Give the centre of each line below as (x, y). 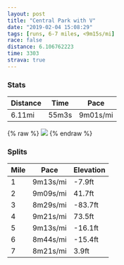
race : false (25, 40)
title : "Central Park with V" (52, 21)
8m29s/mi (50, 205)
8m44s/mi (50, 239)
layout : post (26, 14)
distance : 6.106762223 (41, 47)
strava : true (26, 60)
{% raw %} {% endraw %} (50, 134)
